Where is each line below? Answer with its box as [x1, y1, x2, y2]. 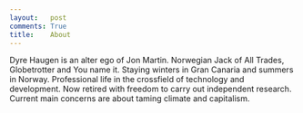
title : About [9, 30, 71, 39]
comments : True [9, 22, 67, 31]
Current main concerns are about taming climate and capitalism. [9, 93, 250, 104]
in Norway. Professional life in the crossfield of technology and [9, 74, 245, 85]
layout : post [9, 13, 67, 23]
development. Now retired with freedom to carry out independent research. [9, 83, 292, 95]
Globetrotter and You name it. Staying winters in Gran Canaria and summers [9, 64, 294, 75]
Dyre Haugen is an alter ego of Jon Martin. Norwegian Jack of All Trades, [9, 55, 285, 66]
